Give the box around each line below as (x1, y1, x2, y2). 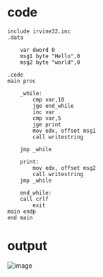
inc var (32, 108, 55, 116)
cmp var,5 (32, 114, 61, 121)
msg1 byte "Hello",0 (20, 53, 80, 60)
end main (7, 214, 33, 221)
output (7, 238, 48, 254)
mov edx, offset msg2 (32, 164, 97, 171)
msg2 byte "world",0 (20, 58, 80, 66)
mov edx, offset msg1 (32, 127, 97, 134)
